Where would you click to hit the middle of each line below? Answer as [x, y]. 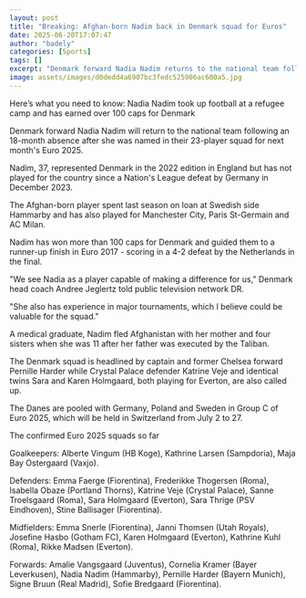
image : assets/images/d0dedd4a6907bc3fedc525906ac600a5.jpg [126, 78]
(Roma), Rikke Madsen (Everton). [71, 546]
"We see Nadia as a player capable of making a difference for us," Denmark [151, 278]
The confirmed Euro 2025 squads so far [85, 435]
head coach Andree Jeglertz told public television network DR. [127, 289]
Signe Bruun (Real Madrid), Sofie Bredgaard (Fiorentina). [116, 583]
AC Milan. [27, 224]
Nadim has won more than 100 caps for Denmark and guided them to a [142, 242]
